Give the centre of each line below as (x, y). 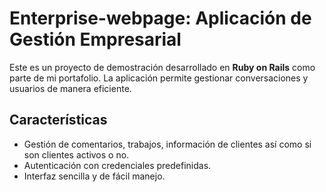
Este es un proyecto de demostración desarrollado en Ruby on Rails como (162, 67)
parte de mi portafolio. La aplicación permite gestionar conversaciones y (159, 78)
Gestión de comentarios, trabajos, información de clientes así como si (167, 144)
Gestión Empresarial (95, 39)
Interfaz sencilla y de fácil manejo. (94, 176)
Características (58, 120)
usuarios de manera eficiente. (70, 88)
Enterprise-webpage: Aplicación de (160, 18)
